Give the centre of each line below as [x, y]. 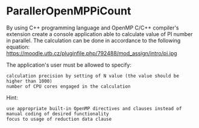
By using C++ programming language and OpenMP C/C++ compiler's [93, 28]
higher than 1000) [29, 81]
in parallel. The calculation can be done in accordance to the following [93, 40]
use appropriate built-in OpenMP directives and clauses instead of [94, 108]
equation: [18, 47]
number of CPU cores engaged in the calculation [68, 86]
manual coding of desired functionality [58, 114]
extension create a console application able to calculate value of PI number [99, 34]
